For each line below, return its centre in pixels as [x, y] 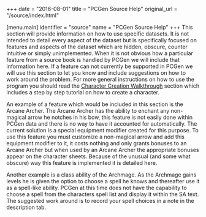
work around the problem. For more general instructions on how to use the [101, 79]
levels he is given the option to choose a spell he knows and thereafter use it [103, 181]
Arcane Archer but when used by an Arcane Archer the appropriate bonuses [103, 150]
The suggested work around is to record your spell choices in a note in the [100, 201]
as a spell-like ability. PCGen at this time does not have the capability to [97, 188]
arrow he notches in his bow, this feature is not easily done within [110, 117]
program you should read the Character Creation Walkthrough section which [103, 86]
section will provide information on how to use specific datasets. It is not [98, 34]
